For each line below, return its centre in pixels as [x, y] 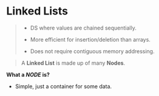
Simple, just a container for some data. [63, 86]
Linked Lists [37, 11]
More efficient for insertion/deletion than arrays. [90, 39]
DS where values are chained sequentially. [83, 28]
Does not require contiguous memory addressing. [92, 51]
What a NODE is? [28, 74]
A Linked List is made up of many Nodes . [73, 63]
